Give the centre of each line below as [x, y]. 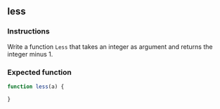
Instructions [29, 31]
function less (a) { [36, 87]
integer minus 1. [30, 54]
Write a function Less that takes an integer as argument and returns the [110, 46]
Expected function [40, 72]
